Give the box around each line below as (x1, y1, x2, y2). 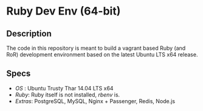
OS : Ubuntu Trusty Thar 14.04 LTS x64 (15, 84, 114, 92)
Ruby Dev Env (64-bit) (6, 4, 121, 18)
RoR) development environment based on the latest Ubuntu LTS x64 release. (6, 51, 198, 58)
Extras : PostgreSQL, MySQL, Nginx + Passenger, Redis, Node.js (15, 97, 175, 104)
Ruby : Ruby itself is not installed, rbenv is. (15, 91, 120, 98)
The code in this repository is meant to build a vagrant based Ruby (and (6, 44, 186, 52)
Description (6, 29, 52, 39)
